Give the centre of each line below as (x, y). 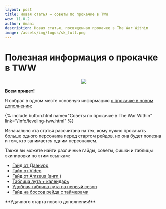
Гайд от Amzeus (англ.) (37, 176)
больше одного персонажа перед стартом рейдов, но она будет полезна (83, 136)
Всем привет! (20, 91)
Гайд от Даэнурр (30, 165)
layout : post (19, 10)
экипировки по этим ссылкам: (38, 156)
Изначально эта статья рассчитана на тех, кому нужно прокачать (76, 130)
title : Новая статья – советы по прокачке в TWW (57, 14)
